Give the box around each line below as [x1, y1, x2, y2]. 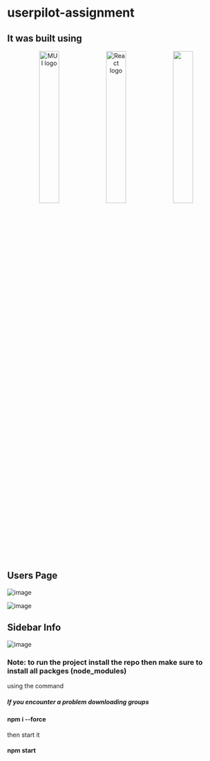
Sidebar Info [7, 622, 61, 634]
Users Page [7, 570, 58, 582]
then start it [7, 731, 40, 739]
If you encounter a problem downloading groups [7, 697, 149, 706]
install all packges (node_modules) [7, 666, 127, 676]
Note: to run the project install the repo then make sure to [7, 657, 203, 667]
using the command [7, 681, 64, 690]
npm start [7, 746, 36, 755]
